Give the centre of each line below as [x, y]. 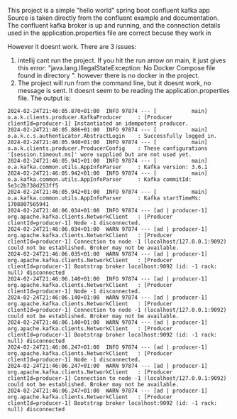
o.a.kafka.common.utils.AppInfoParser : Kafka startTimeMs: [104, 198]
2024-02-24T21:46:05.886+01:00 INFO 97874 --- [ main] [108, 130]
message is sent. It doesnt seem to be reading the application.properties [123, 91]
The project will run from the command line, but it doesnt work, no [114, 83]
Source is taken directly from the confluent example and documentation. [113, 18]
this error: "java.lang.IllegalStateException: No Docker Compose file [116, 68]
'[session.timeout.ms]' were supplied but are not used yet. [100, 155]
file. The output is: [44, 98]
